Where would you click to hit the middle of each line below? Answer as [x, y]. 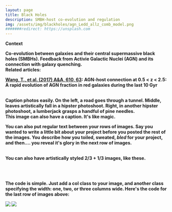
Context [14, 43]
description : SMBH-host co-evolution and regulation [63, 19]
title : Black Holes [26, 15]
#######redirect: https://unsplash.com [48, 29]
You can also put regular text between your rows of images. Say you [79, 127]
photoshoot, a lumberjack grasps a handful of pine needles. [70, 111]
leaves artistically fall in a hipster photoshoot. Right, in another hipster [82, 106]
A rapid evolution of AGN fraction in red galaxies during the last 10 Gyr [81, 85]
